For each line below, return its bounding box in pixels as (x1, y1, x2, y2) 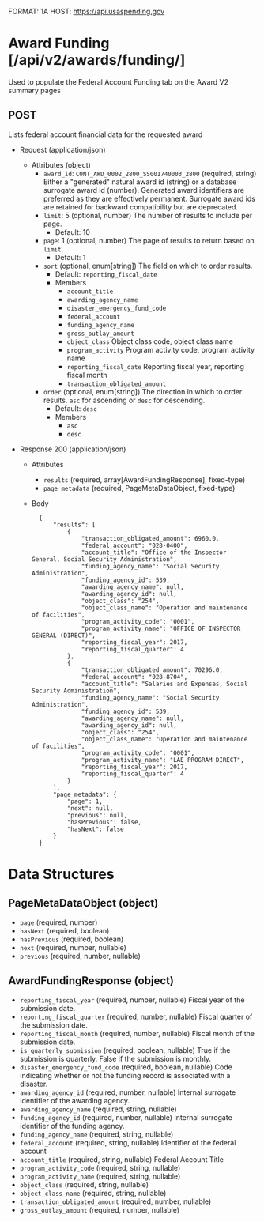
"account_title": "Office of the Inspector (81, 549, 227, 556)
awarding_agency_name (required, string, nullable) (19, 1104, 178, 1114)
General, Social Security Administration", (31, 555, 178, 564)
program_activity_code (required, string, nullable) (19, 1163, 181, 1172)
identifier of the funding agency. (19, 1121, 125, 1130)
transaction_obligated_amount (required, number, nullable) (19, 1197, 212, 1206)
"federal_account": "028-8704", (81, 673, 188, 681)
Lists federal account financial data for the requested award (8, 130, 203, 139)
